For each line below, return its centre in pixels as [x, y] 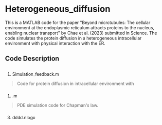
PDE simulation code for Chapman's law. [58, 105]
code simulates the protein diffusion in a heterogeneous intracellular [73, 38]
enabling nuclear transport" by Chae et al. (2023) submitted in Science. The [81, 33]
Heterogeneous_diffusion [58, 9]
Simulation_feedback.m [36, 74]
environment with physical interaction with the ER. [55, 43]
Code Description [32, 59]
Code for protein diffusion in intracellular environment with [75, 83]
